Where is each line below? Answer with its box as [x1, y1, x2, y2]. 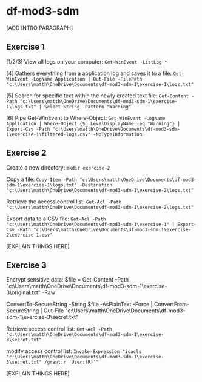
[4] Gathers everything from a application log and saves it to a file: [6, 70, 172, 77]
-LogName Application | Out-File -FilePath [30, 76, 143, 82]
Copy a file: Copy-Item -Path [6, 176, 78, 183]
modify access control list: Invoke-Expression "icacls [6, 347, 142, 355]
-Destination [79, 182, 113, 188]
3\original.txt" [6, 289, 41, 296]
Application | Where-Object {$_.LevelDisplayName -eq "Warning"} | [6, 120, 181, 127]
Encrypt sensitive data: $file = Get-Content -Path [6, 276, 129, 283]
